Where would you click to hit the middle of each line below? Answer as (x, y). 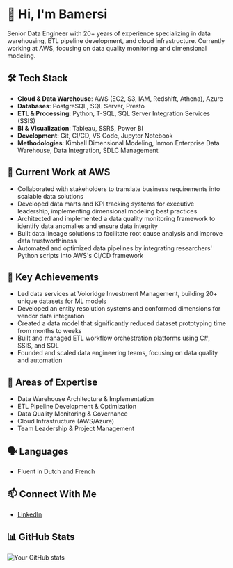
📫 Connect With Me (52, 494)
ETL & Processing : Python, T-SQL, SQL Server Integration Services (114, 113)
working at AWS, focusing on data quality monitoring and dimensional (107, 48)
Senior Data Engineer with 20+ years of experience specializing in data (109, 33)
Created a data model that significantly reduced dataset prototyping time (122, 323)
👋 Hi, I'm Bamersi (57, 14)
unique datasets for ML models (62, 301)
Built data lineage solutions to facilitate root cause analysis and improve (120, 233)
